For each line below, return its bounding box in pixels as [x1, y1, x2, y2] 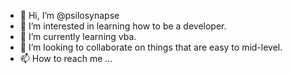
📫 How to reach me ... [19, 53, 113, 64]
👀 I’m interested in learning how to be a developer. [19, 20, 227, 32]
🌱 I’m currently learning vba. [19, 31, 137, 42]
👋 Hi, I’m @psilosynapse [19, 10, 120, 21]
